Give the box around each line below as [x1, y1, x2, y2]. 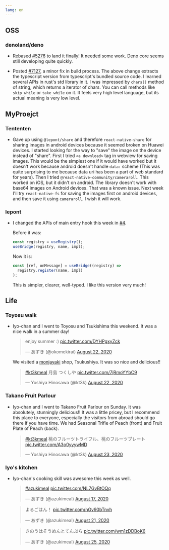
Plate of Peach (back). [12, 425, 59, 431]
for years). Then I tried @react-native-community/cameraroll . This [12, 174, 149, 180]
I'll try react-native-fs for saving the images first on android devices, [12, 191, 157, 196]
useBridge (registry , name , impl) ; [12, 244, 85, 249]
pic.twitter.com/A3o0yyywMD [25, 442, 87, 448]
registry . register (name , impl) [17, 268, 83, 273]
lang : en [5, 7, 24, 13]
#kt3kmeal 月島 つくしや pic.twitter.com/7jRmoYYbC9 [25, 370, 137, 376]
